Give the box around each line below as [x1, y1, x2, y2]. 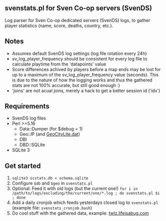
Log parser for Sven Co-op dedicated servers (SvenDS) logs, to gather [4, 17, 150, 23]
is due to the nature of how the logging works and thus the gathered [11, 77, 153, 83]
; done [11, 195, 26, 200]
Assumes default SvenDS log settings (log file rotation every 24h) [11, 50, 147, 56]
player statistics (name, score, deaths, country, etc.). [4, 22, 113, 28]
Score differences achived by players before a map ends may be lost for [11, 66, 161, 72]
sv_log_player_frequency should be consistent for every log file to [11, 55, 147, 61]
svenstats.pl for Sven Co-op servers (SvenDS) [4, 4, 152, 12]
